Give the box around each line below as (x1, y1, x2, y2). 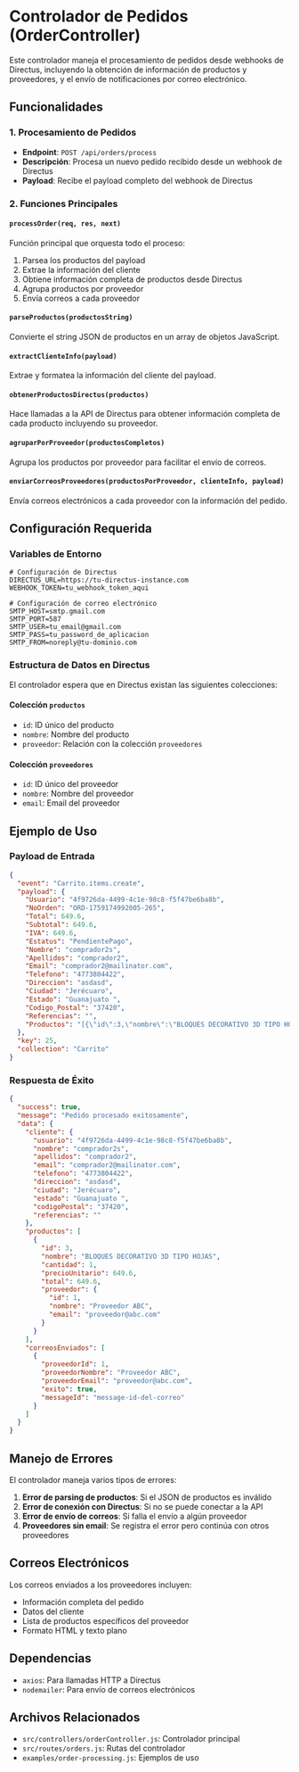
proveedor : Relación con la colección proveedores (21, 738, 203, 749)
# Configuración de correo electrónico (9, 600, 158, 609)
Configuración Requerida (9, 521, 153, 536)
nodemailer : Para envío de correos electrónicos (21, 1684, 196, 1694)
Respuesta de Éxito (9, 1073, 94, 1086)
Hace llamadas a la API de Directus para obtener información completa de (9, 409, 280, 419)
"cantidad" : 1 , (41, 1260, 98, 1269)
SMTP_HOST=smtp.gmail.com (9, 607, 105, 617)
